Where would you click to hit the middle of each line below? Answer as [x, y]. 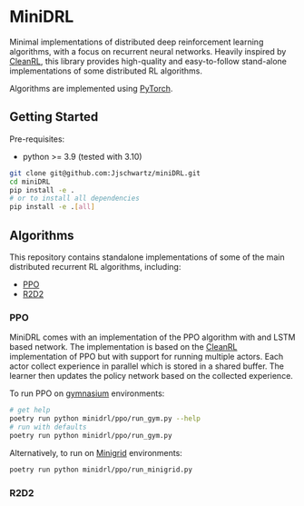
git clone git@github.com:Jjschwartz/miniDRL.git [105, 173]
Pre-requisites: [37, 139]
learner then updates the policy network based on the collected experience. [151, 376]
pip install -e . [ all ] [52, 207]
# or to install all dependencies [75, 198]
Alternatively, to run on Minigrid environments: [96, 452]
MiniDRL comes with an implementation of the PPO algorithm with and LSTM [152, 337]
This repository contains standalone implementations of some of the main [147, 257]
